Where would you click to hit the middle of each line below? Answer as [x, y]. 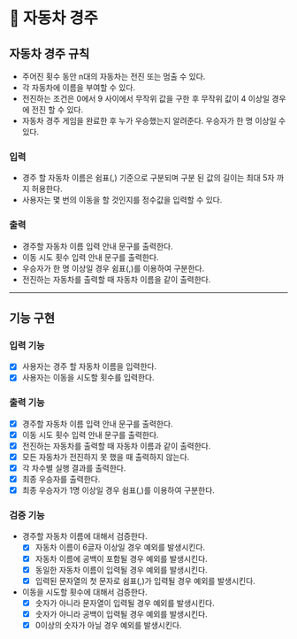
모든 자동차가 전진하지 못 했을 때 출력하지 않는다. [106, 457]
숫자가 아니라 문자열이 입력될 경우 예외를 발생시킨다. [125, 603]
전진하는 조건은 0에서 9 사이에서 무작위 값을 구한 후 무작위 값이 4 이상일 [146, 99]
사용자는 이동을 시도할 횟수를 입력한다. [88, 378]
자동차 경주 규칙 [49, 54]
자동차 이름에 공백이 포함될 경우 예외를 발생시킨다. [121, 558]
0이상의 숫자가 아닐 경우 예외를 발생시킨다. [108, 625]
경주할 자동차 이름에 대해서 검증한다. [84, 536]
